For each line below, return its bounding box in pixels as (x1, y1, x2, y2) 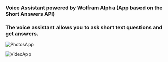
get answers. (5, 30, 39, 37)
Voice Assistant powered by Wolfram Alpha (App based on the (5, 4, 163, 11)
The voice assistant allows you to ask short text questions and (5, 24, 163, 31)
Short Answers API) (5, 10, 55, 17)
